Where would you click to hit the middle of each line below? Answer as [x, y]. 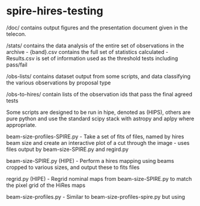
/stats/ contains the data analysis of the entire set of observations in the [95, 46]
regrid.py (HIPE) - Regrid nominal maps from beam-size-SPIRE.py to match [99, 178]
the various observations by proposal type [59, 83]
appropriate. [22, 125]
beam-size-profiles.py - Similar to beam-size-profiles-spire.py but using [95, 196]
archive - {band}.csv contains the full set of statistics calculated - [87, 51]
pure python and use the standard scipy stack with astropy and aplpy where [100, 119]
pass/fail [17, 65]
